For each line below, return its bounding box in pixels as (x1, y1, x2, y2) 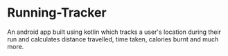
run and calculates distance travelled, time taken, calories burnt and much (7, 35, 219, 43)
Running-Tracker (7, 5, 107, 21)
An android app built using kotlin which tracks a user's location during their (7, 28, 222, 36)
